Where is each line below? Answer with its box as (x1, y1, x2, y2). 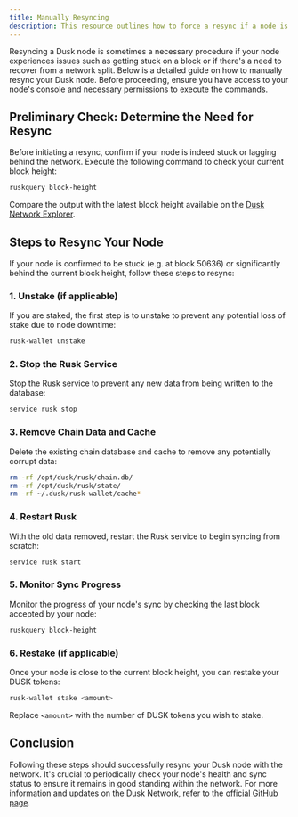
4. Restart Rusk (9, 511, 77, 523)
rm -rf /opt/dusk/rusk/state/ (9, 481, 122, 490)
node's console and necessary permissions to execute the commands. (9, 84, 269, 94)
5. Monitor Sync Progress (9, 578, 122, 591)
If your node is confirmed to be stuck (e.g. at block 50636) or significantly (9, 258, 281, 268)
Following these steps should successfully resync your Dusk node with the (9, 759, 283, 770)
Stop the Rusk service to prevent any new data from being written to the (9, 378, 274, 388)
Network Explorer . (9, 208, 76, 219)
